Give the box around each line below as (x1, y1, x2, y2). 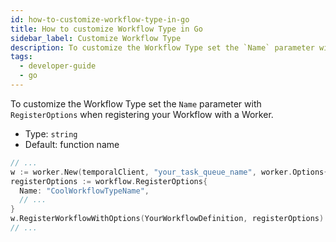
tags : (10, 52, 33, 62)
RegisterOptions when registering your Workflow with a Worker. (10, 108, 274, 120)
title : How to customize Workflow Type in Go (10, 24, 203, 34)
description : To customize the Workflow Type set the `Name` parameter (10, 42, 315, 53)
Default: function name (24, 138, 120, 150)
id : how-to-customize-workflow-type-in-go (10, 14, 190, 25)
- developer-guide (19, 61, 97, 71)
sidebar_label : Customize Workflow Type (10, 33, 182, 43)
